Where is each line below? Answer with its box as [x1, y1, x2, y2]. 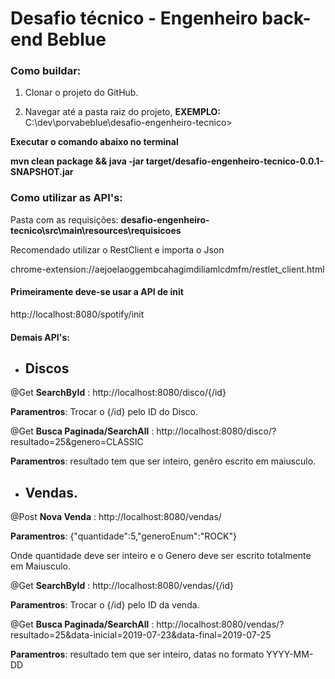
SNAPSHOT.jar [10, 166, 74, 178]
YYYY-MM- [266, 648, 314, 661]
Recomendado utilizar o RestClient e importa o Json [10, 243, 225, 256]
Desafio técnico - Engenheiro [10, 7, 258, 30]
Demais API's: [10, 331, 70, 343]
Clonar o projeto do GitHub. [24, 87, 139, 99]
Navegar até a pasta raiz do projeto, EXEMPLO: [24, 106, 221, 118]
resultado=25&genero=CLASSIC [10, 436, 144, 448]
